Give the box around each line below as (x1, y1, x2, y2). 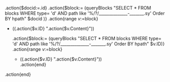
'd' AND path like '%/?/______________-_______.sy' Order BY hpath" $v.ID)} (12, 41, 165, 47)
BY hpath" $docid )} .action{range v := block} (5, 16, 98, 21)
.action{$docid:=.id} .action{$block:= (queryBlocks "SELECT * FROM (5, 5, 152, 11)
